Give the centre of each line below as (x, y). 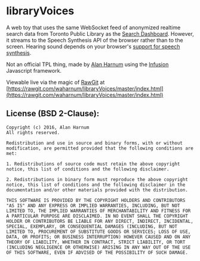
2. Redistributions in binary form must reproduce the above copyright (97, 179)
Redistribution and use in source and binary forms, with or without (95, 143)
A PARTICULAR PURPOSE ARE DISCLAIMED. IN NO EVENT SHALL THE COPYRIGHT (97, 216)
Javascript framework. (34, 70)
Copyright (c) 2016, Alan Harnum (48, 127)
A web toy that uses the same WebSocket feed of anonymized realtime (93, 27)
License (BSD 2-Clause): (53, 114)
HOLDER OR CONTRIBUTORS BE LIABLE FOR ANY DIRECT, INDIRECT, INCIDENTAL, (100, 221)
